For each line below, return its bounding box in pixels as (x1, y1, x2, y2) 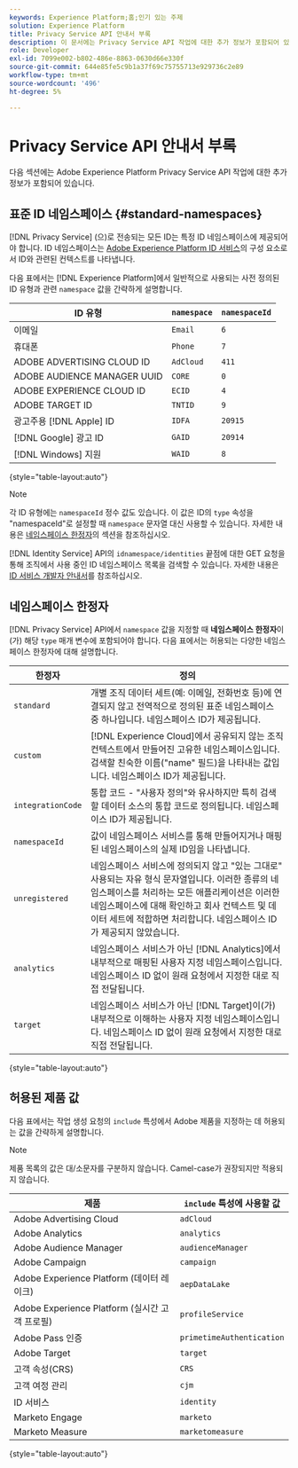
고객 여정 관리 (13, 1379, 68, 1392)
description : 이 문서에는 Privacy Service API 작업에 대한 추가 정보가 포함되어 (9, 37, 280, 47)
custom (13, 750, 42, 761)
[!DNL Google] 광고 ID (13, 432, 105, 444)
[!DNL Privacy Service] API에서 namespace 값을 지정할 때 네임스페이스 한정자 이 (9, 624, 285, 635)
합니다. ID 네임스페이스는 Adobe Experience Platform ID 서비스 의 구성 (18, 243, 264, 254)
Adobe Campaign (13, 1256, 87, 1268)
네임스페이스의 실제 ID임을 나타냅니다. (100, 844, 251, 856)
